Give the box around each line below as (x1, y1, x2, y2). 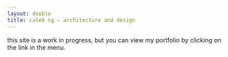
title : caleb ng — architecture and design (7, 17, 136, 24)
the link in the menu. (7, 43, 66, 51)
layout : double (7, 10, 52, 17)
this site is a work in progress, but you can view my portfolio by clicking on (7, 35, 222, 44)
